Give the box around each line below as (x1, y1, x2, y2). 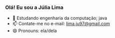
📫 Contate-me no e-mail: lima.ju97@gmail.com (12, 21, 111, 27)
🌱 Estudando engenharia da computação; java (12, 15, 108, 21)
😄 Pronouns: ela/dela (12, 28, 57, 34)
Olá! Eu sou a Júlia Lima (5, 4, 64, 11)
